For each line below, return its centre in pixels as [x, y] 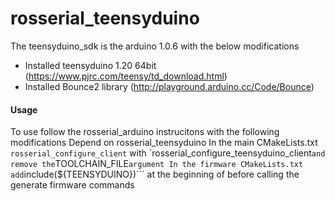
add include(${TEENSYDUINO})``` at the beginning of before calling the [155, 174]
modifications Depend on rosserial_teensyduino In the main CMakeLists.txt [164, 143]
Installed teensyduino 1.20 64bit [90, 65]
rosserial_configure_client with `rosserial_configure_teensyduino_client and [168, 153]
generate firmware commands [72, 185]
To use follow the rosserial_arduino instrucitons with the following [145, 132]
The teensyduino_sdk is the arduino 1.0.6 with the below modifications [155, 46]
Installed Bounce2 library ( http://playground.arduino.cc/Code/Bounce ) [169, 86]
